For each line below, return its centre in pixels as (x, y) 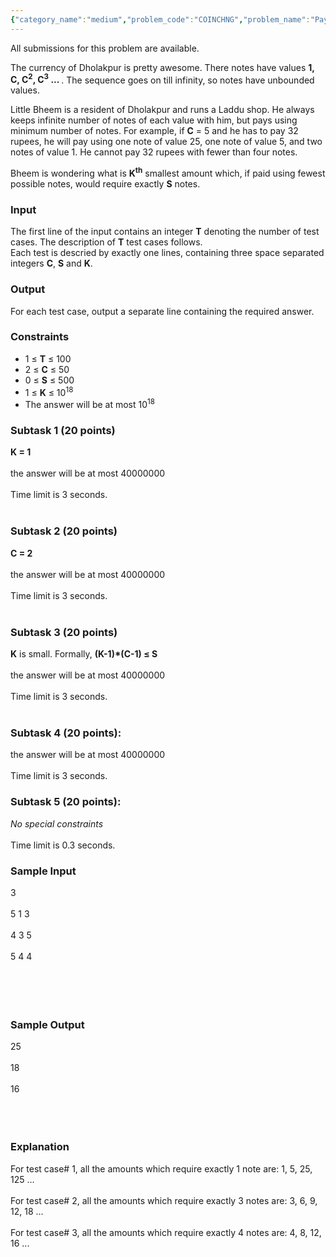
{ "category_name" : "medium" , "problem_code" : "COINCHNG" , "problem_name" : (160, 19)
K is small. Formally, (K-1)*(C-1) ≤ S (84, 654)
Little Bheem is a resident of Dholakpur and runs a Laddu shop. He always (162, 110)
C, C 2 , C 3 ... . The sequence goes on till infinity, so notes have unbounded (162, 79)
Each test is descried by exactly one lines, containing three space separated (167, 253)
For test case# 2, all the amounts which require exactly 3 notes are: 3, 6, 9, (164, 1200)
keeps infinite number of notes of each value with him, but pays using (154, 120)
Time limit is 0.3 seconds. (63, 845)
